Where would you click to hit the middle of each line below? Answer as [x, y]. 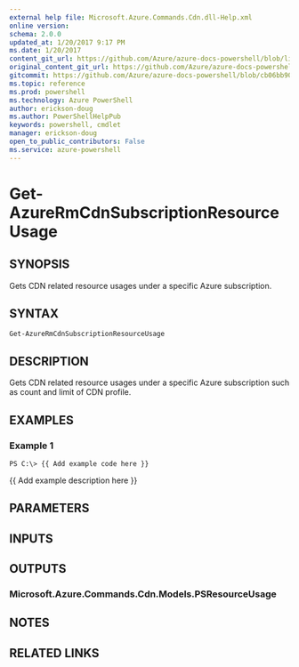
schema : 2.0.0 [36, 34]
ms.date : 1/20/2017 [45, 51]
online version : [39, 26]
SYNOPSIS [40, 265]
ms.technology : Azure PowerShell [71, 100]
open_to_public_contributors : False [77, 141]
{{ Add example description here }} [73, 480]
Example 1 [32, 446]
